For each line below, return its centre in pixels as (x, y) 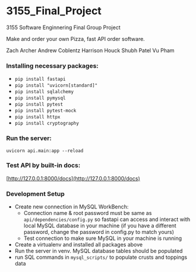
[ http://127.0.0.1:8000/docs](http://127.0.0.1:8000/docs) (73, 178)
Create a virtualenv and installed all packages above (79, 245)
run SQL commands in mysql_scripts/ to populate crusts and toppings (101, 257)
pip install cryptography (47, 124)
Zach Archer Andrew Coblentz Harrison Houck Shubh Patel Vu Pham (90, 50)
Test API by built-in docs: (43, 166)
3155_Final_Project (54, 11)
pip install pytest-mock (45, 111)
